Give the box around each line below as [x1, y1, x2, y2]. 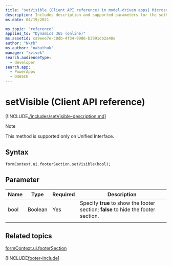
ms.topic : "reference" [5, 26, 54, 31]
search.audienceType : [5, 55, 52, 60]
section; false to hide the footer [80, 206, 156, 213]
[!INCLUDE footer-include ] [5, 255, 60, 261]
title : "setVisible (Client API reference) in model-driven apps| [5, 7, 150, 13]
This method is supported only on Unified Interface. [5, 133, 114, 139]
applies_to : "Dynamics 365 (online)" [5, 31, 86, 36]
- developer [10, 60, 36, 65]
